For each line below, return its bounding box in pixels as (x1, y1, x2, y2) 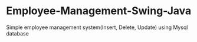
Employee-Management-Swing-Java (6, 4, 192, 18)
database (6, 30, 29, 37)
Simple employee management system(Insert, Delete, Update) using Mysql (6, 24, 188, 31)
